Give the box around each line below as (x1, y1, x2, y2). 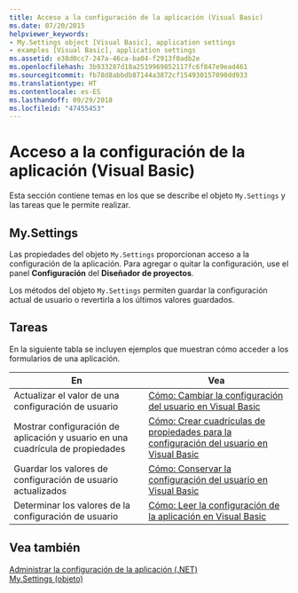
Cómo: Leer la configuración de (148, 499, 280, 511)
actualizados (13, 485, 67, 497)
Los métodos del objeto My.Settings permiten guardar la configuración (9, 285, 268, 296)
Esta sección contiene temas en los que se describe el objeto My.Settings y (9, 190, 286, 201)
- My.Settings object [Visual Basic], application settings (9, 37, 237, 47)
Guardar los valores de (13, 463, 108, 475)
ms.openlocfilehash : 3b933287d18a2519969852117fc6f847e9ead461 (9, 63, 248, 72)
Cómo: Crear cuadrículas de (148, 415, 266, 427)
